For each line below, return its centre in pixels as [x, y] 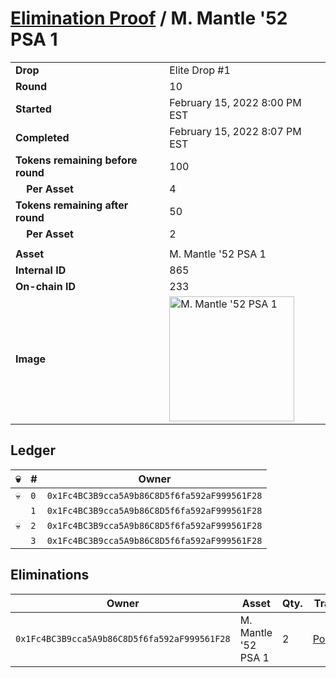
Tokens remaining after [72, 205]
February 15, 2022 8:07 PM [235, 131]
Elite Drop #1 [200, 70]
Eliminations [50, 575]
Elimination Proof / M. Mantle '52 [149, 18]
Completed [42, 137]
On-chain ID [45, 286]
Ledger [33, 450]
